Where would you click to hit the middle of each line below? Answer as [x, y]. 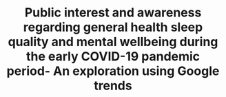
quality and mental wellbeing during [113, 42]
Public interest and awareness [113, 13]
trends [113, 86]
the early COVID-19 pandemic [113, 57]
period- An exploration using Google [113, 71]
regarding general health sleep [113, 27]
